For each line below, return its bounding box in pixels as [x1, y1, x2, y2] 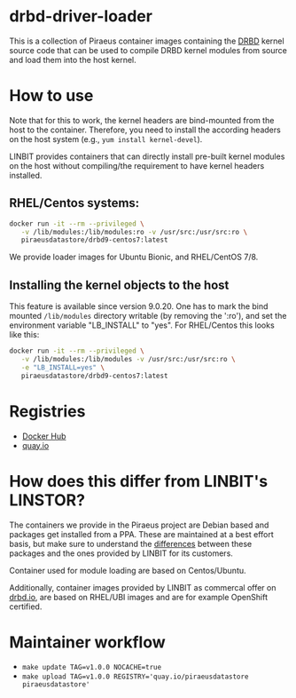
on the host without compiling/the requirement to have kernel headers [9, 160, 265, 171]
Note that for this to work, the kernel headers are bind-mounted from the [9, 115, 275, 125]
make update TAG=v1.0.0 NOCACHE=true [21, 663, 162, 672]
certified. [9, 601, 43, 612]
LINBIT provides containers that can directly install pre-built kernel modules [9, 151, 285, 162]
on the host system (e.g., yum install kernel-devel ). [9, 133, 203, 144]
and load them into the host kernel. [9, 54, 137, 65]
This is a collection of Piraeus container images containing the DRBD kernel [9, 36, 285, 46]
